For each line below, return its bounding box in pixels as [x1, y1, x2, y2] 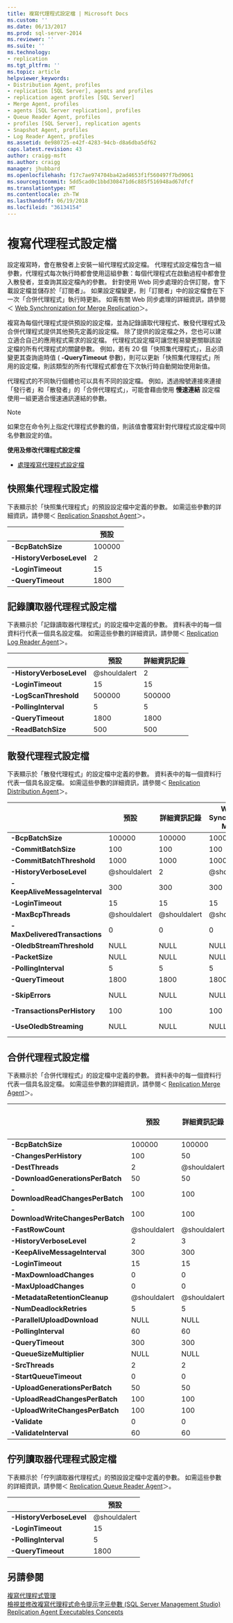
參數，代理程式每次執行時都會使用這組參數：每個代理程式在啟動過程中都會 [7, 269, 220, 277]
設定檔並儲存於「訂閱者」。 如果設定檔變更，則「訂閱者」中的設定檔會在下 [12, 286, 225, 295]
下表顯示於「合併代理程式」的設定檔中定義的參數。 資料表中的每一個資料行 [7, 1071, 222, 1080]
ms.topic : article [7, 68, 60, 75]
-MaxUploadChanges [10, 1281, 85, 1291]
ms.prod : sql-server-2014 [7, 29, 82, 37]
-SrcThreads [10, 1360, 54, 1370]
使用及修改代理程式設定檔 [7, 445, 80, 454]
